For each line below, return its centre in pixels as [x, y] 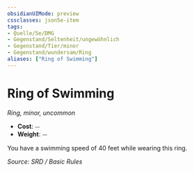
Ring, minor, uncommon [41, 113]
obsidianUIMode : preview [43, 14]
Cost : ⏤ [29, 126]
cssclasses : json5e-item [43, 20]
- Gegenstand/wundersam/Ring [49, 53]
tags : [15, 26]
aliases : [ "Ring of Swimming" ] [52, 59]
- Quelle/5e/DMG [31, 33]
